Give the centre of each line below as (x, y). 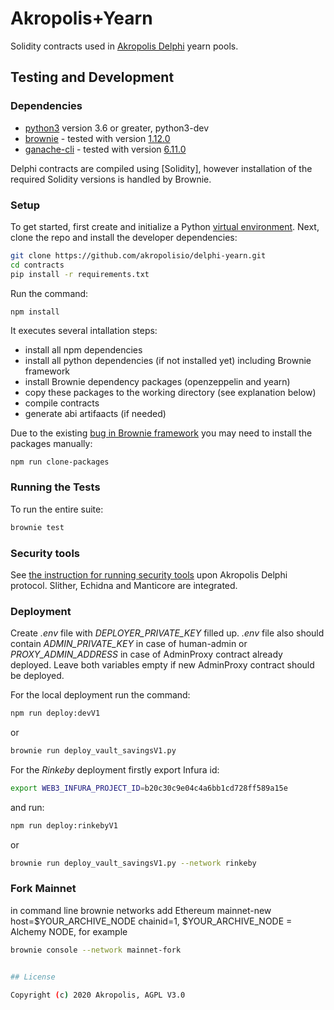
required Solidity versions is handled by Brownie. (111, 179)
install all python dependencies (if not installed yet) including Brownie (168, 361)
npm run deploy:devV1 (55, 713)
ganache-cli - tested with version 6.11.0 (105, 149)
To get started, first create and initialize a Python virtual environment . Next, (165, 226)
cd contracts (37, 265)
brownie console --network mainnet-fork (96, 950)
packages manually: (51, 444)
